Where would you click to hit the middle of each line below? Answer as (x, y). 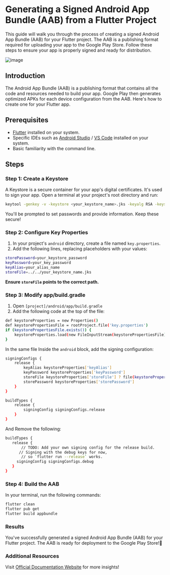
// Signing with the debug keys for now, (63, 452)
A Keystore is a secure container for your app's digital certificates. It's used (84, 190)
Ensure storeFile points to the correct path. (52, 282)
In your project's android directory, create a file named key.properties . (87, 243)
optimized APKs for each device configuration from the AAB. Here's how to (83, 99)
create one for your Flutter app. (38, 104)
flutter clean (20, 504)
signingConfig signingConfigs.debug (55, 462)
